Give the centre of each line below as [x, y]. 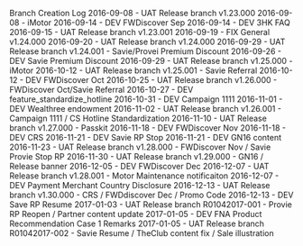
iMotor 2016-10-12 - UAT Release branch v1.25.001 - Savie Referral [133, 70]
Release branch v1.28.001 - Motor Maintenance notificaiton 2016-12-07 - [144, 176]
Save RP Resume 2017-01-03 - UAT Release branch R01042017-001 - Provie [151, 205]
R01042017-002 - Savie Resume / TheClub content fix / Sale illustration [142, 233]
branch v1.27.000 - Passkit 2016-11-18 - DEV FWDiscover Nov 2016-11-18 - [148, 128]
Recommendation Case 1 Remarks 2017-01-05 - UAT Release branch [137, 223]
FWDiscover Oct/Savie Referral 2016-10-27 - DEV [101, 90]
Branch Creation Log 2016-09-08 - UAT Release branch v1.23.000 [132, 13]
